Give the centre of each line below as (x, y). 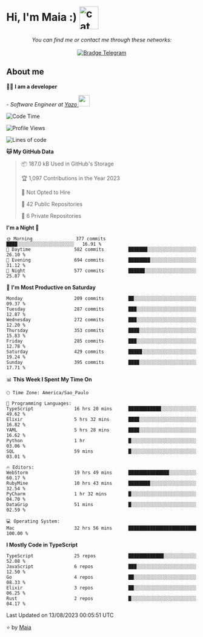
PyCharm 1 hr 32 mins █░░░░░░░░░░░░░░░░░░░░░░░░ (101, 494)
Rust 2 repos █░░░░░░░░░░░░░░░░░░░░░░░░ (101, 598)
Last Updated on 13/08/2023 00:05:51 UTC (60, 615)
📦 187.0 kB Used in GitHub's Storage (67, 164)
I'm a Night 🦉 (23, 228)
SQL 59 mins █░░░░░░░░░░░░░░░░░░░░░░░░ (101, 451)
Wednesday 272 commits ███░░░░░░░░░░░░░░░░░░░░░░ (101, 319)
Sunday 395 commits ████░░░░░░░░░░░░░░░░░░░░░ (101, 362)
